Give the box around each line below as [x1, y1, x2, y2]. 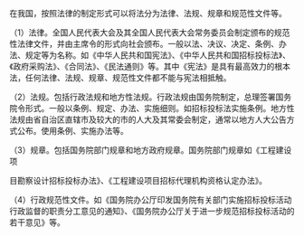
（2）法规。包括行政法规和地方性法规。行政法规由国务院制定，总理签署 [9, 91, 276, 102]
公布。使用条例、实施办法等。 [16, 126, 128, 136]
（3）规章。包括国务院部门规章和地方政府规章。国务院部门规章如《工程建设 [9, 145, 292, 156]
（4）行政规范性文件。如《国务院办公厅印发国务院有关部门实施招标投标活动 [9, 194, 292, 205]
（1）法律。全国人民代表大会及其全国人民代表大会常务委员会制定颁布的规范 [9, 27, 290, 38]
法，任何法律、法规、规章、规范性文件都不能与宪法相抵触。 [9, 72, 232, 83]
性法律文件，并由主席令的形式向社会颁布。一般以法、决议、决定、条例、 [9, 39, 279, 49]
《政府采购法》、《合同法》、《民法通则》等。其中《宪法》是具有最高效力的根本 [9, 61, 291, 71]
